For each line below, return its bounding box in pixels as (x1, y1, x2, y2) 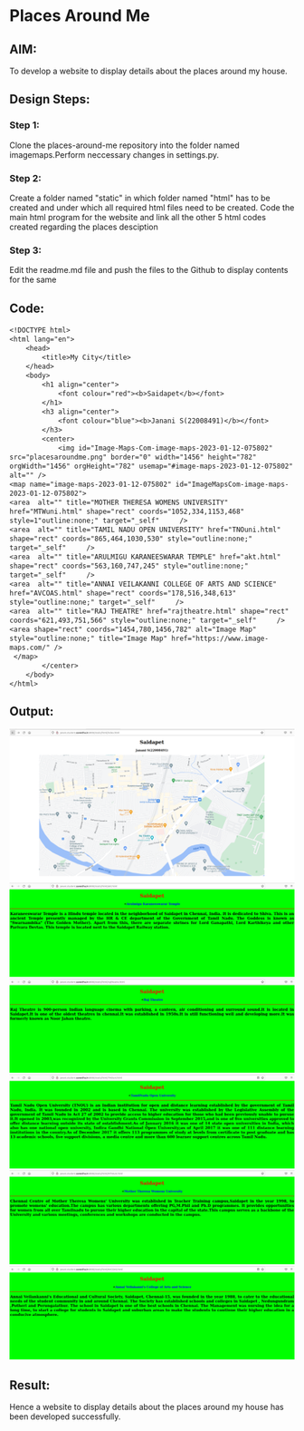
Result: (9, 1377, 51, 1393)
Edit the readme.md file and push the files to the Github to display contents (9, 265, 289, 276)
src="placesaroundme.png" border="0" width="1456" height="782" (9, 453, 257, 462)
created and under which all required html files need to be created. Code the (9, 201, 295, 213)
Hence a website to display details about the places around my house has (9, 1402, 284, 1413)
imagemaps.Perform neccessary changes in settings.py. (9, 149, 220, 160)
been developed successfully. (9, 1411, 121, 1422)
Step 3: (9, 244, 43, 257)
